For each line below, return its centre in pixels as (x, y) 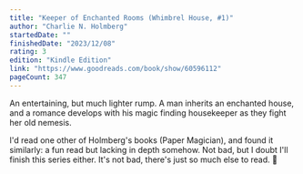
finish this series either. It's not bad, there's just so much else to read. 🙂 (143, 159)
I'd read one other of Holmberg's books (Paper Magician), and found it (141, 140)
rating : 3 (28, 52)
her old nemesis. (41, 122)
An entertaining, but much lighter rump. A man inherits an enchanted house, (151, 103)
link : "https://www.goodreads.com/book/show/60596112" (116, 69)
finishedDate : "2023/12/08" (63, 43)
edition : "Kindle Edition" (61, 60)
